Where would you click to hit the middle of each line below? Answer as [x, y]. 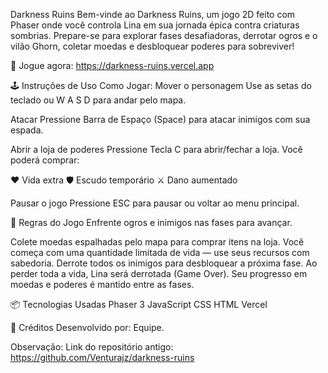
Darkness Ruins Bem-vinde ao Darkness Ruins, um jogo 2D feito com [153, 14]
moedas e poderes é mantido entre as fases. [102, 284]
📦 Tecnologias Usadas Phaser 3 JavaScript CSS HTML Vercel [139, 304]
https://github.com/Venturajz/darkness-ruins [102, 357]
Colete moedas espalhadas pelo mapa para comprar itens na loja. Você [157, 242]
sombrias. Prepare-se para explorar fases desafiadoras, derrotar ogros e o [164, 35]
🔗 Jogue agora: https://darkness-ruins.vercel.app [112, 65]
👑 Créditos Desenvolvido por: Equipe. [87, 327]
